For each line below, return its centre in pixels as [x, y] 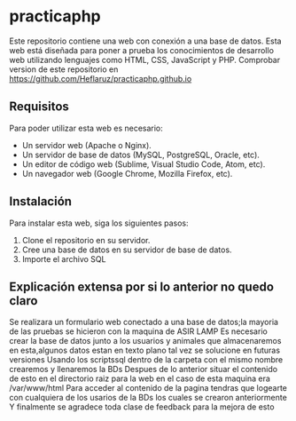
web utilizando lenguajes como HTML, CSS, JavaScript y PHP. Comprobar [145, 60]
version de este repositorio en [64, 69]
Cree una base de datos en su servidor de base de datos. [127, 250]
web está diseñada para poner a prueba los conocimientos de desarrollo [142, 50]
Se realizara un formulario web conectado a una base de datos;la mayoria [144, 322]
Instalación [41, 202]
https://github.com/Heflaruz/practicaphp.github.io [101, 78]
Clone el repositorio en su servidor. [86, 240]
